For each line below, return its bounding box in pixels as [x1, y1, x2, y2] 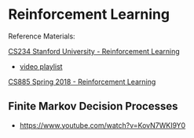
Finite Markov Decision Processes [8, 100, 178, 113]
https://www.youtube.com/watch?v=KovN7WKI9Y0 [19, 120, 186, 130]
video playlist [19, 61, 63, 71]
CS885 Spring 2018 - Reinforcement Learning [8, 77, 156, 86]
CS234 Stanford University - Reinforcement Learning [8, 46, 181, 56]
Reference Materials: [8, 31, 76, 41]
